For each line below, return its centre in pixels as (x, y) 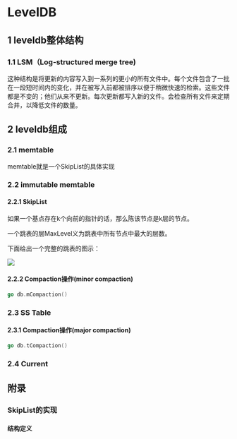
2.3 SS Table (29, 313)
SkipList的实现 (32, 410)
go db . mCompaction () (38, 294)
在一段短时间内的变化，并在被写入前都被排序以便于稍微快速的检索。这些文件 (119, 87)
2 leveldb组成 (37, 130)
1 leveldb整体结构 (45, 40)
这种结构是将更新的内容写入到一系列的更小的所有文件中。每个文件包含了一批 (119, 78)
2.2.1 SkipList (27, 202)
